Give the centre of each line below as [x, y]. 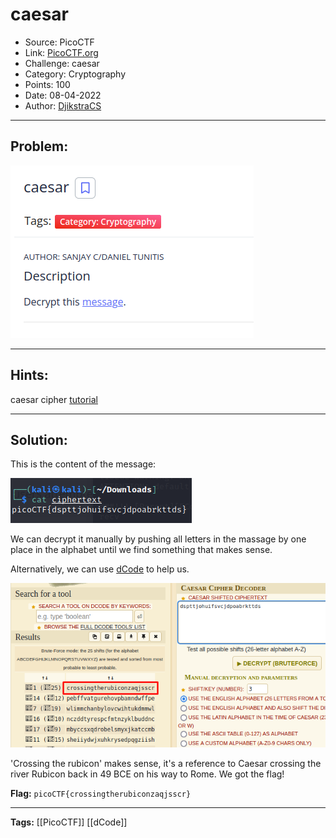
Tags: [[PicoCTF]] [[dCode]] [69, 822]
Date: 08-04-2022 [63, 95]
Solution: [39, 439]
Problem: [39, 146]
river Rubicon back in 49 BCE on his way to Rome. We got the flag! [147, 774]
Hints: [29, 375]
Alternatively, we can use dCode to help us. [100, 569]
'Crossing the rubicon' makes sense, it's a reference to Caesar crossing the [166, 763]
